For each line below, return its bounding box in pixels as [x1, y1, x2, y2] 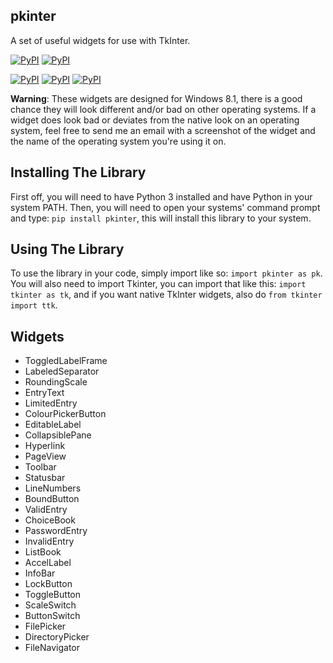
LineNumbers [24, 482, 82, 494]
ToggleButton [24, 589, 81, 601]
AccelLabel [24, 557, 72, 569]
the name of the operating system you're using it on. [10, 135, 227, 147]
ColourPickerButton [24, 408, 107, 420]
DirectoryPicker [24, 631, 90, 643]
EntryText [24, 387, 65, 399]
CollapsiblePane [24, 429, 92, 441]
